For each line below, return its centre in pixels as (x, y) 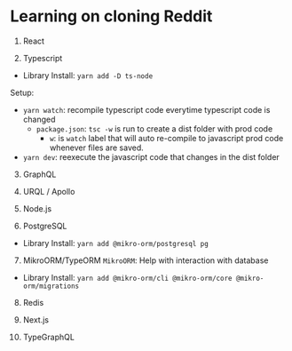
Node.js (37, 208)
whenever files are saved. (97, 148)
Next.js (36, 319)
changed (39, 119)
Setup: (22, 92)
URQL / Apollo (49, 191)
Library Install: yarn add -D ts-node (88, 75)
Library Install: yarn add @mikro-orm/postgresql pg (116, 243)
